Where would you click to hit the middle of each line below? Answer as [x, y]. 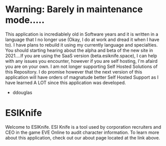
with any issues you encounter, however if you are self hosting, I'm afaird [81, 61]
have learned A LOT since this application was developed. [66, 83]
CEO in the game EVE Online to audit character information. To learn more [82, 132]
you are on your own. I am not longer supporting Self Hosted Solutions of [81, 66]
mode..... [25, 20]
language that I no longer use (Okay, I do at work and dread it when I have [82, 40]
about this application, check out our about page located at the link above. [83, 137]
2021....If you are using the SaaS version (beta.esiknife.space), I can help [81, 56]
